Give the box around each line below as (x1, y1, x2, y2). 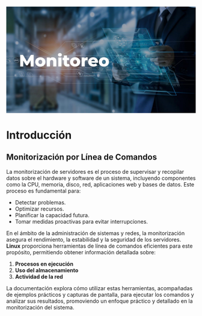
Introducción (6, 128, 72, 142)
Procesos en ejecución (14, 260, 74, 267)
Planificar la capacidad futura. (14, 211, 90, 219)
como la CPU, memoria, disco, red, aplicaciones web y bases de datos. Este (6, 180, 195, 188)
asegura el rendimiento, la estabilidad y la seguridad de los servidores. (6, 236, 182, 243)
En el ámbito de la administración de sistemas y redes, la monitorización (6, 229, 185, 237)
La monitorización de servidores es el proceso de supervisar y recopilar (6, 168, 185, 175)
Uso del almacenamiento (14, 266, 79, 273)
